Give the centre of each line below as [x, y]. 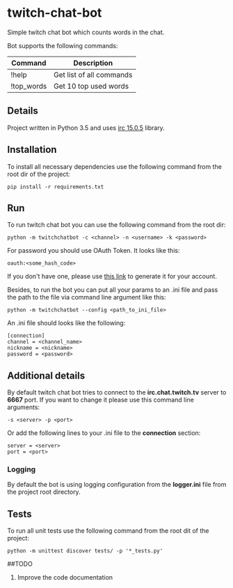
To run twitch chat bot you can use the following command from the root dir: [116, 225]
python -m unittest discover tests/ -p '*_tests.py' [85, 551]
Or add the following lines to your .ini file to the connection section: [104, 433]
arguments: [24, 407]
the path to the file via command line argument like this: [87, 297]
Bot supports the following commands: [63, 45]
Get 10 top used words [91, 86]
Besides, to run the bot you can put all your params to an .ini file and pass [113, 290]
